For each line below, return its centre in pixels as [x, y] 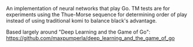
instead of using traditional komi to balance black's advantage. [82, 21]
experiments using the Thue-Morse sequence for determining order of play [96, 15]
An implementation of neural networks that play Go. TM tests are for [88, 8]
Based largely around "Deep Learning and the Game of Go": [78, 32]
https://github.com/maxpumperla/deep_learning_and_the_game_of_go [91, 38]
